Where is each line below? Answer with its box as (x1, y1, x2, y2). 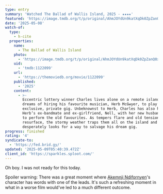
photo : (14, 52, 27, 57)
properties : (9, 39, 34, 44)
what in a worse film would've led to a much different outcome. (5, 184, 131, 190)
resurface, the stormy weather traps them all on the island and (22, 120, 158, 125)
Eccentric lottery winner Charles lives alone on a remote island (22, 97, 160, 102)
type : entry (5, 7, 29, 12)
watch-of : (5, 25, 25, 30)
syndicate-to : (5, 138, 34, 143)
